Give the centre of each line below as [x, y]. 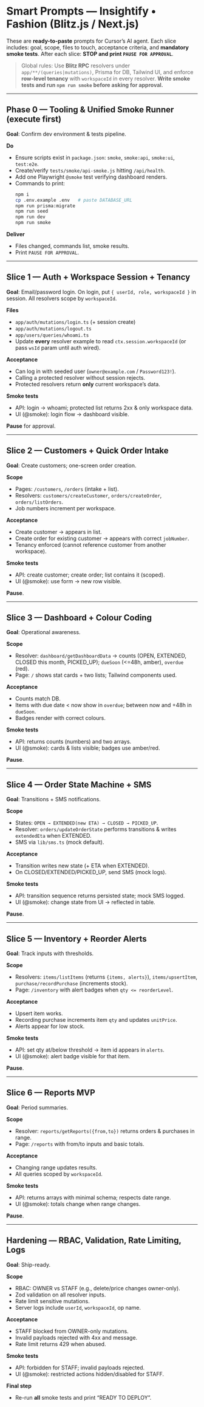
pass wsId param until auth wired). [58, 347]
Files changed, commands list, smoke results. [72, 246]
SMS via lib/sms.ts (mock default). [59, 842]
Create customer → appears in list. [58, 532]
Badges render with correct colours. [60, 718]
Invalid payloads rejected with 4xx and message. [76, 1337]
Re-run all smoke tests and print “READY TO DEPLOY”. [83, 1397]
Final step [19, 1386]
